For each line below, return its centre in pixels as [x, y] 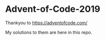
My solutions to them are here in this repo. [49, 32]
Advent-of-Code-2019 [53, 9]
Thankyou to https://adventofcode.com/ [46, 23]
